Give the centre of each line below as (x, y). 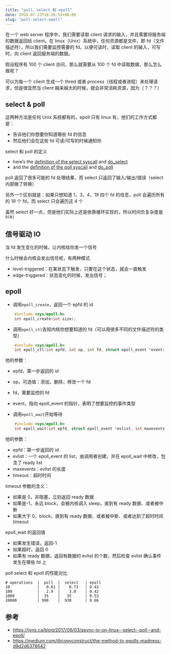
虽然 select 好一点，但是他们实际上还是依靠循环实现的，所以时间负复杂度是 (84, 212)
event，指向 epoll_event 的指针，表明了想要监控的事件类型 (74, 404)
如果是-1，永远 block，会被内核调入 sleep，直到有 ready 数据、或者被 (86, 503)
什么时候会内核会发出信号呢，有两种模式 (48, 258)
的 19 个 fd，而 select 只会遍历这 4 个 (44, 201)
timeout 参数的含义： (27, 486)
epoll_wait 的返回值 (25, 532)
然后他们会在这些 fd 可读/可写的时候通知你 (57, 141)
